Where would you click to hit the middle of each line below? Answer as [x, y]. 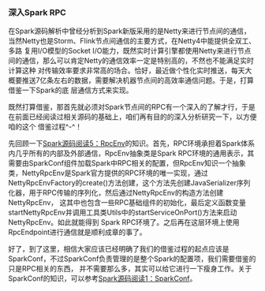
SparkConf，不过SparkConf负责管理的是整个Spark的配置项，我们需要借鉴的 [132, 259]
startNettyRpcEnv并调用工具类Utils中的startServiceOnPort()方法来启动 [123, 213]
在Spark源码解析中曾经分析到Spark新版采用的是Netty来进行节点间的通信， [129, 31]
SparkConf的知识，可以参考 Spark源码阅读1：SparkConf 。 [103, 278]
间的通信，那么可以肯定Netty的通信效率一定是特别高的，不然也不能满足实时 [131, 61]
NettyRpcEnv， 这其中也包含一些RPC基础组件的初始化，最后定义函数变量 [127, 203]
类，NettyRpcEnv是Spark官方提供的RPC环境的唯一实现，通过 [108, 173]
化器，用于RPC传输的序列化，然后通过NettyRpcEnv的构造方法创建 [116, 193]
